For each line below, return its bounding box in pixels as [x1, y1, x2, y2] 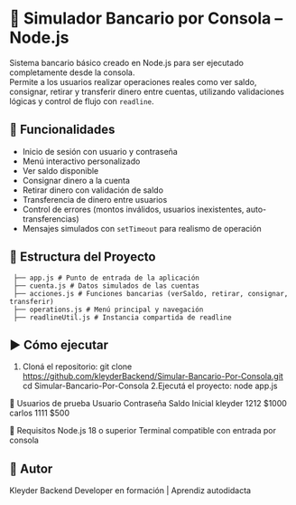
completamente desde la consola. [9, 67, 135, 78]
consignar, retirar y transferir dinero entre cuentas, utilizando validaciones [9, 86, 284, 97]
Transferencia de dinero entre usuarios [22, 194, 168, 205]
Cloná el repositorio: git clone [22, 361, 133, 372]
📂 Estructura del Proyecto [9, 249, 156, 265]
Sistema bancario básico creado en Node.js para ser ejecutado [9, 57, 244, 68]
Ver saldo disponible [22, 165, 99, 176]
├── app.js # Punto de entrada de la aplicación [13, 273, 200, 282]
